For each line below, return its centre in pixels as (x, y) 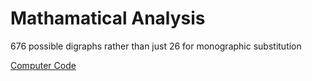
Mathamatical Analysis (108, 18)
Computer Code (43, 65)
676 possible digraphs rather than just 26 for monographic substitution (156, 46)
